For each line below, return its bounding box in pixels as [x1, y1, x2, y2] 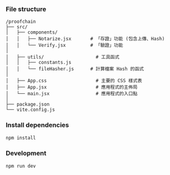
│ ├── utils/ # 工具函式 [5, 54, 120, 60]
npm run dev [5, 163, 36, 169]
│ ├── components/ [5, 29, 58, 35]
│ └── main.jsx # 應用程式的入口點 [5, 91, 138, 97]
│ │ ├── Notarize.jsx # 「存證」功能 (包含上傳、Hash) [5, 36, 165, 42]
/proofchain [5, 19, 36, 25]
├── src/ [5, 24, 28, 30]
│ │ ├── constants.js [5, 60, 71, 66]
